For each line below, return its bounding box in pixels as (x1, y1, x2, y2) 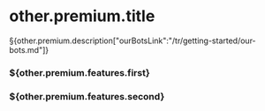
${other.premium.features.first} (9, 66, 150, 78)
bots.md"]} (9, 44, 49, 55)
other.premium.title (9, 6, 155, 26)
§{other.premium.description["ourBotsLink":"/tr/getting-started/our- (9, 35, 256, 46)
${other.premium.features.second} (9, 90, 165, 102)
